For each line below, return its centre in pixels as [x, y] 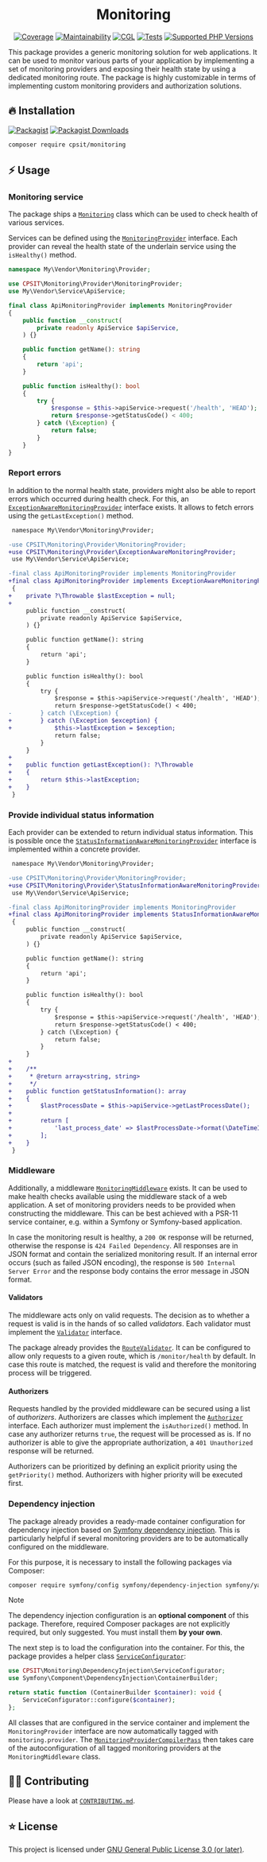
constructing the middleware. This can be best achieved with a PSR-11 [123, 1213]
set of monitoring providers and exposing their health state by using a [122, 68]
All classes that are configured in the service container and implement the [129, 1722]
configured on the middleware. [59, 1546]
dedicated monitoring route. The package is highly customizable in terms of [132, 77]
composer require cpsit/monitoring [67, 145]
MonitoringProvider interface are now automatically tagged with [113, 1731]
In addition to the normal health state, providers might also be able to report [132, 490]
